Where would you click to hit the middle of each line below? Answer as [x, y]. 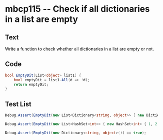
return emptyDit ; [31, 84]
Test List [18, 104]
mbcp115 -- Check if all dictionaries [77, 9]
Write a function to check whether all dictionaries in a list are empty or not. [80, 49]
